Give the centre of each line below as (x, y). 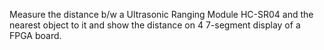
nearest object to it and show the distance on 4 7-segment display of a (155, 25)
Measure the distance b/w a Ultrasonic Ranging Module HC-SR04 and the (161, 14)
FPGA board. (35, 35)
